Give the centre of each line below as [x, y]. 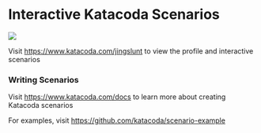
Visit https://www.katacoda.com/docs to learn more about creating [117, 97]
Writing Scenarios [43, 79]
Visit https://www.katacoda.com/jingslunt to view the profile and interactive [131, 51]
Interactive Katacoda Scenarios [114, 15]
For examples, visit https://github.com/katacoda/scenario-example [117, 120]
